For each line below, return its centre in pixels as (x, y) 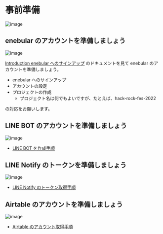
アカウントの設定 (30, 86)
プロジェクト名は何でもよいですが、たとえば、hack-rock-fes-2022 (88, 98)
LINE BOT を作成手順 (34, 148)
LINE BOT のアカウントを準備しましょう (66, 126)
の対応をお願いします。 (29, 108)
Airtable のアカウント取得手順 (42, 227)
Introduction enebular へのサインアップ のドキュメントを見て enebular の (80, 63)
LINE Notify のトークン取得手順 (44, 187)
